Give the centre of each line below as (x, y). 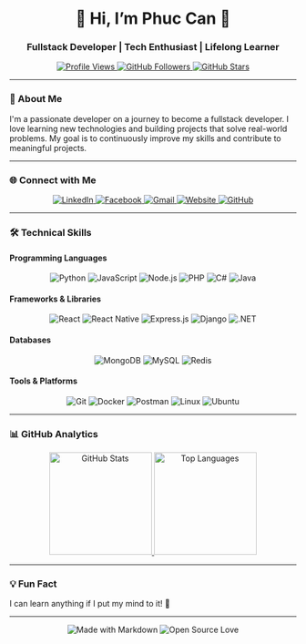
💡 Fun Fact (33, 584)
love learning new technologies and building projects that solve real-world (148, 128)
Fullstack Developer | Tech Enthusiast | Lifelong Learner (153, 47)
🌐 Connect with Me (53, 179)
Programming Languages (58, 258)
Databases (31, 340)
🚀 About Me (36, 99)
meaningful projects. (48, 148)
